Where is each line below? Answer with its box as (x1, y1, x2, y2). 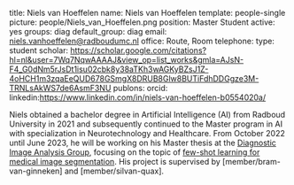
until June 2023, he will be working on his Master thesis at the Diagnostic (9, 137, 277, 148)
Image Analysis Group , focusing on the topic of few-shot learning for (9, 147, 260, 158)
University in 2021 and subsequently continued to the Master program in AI (9, 119, 283, 129)
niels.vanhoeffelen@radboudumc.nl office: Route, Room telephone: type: (9, 35, 275, 46)
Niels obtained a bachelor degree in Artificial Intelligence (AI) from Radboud (9, 110, 286, 119)
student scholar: (9, 45, 69, 56)
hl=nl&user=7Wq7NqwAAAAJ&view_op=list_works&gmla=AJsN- (9, 55, 244, 65)
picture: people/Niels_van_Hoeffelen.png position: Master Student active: (9, 17, 276, 27)
